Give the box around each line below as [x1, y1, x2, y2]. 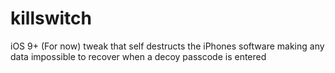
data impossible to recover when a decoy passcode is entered [10, 50, 267, 62]
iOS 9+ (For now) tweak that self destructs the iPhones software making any [10, 40, 325, 52]
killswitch [10, 7, 92, 30]
